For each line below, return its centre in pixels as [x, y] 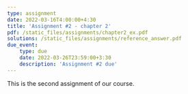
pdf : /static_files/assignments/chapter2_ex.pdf [78, 32]
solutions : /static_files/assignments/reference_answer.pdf [95, 39]
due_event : [23, 45]
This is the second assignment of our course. [71, 83]
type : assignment [32, 13]
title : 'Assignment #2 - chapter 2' [59, 26]
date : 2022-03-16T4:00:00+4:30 [52, 20]
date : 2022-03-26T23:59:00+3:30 [65, 58]
